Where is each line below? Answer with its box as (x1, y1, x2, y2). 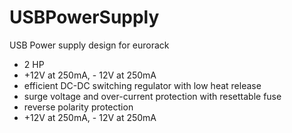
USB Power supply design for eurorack (9, 39, 170, 51)
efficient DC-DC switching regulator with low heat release (23, 79, 262, 91)
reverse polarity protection (23, 101, 134, 113)
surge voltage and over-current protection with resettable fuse (23, 90, 282, 102)
